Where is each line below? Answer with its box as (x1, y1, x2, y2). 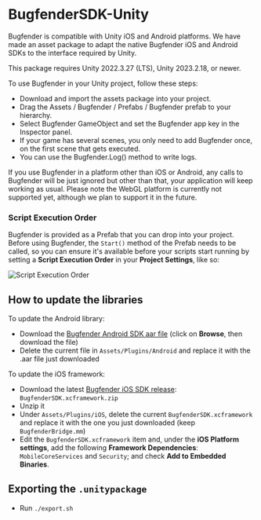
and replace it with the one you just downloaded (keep (19, 418, 196, 427)
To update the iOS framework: (8, 369, 106, 379)
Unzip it (19, 401, 45, 411)
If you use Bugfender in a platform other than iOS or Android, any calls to (8, 167, 244, 177)
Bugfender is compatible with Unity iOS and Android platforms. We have (8, 31, 241, 41)
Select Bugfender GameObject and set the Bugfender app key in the (19, 119, 240, 128)
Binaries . (19, 460, 49, 469)
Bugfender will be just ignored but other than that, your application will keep (8, 175, 253, 185)
